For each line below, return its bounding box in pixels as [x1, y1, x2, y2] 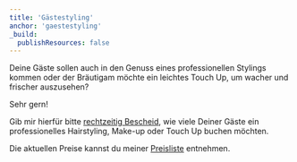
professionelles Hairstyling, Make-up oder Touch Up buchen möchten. [9, 126, 269, 137]
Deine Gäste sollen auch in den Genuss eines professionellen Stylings [9, 63, 267, 73]
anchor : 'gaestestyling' [9, 21, 102, 30]
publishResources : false [17, 38, 110, 47]
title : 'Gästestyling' [9, 13, 94, 22]
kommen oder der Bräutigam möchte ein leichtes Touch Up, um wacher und [9, 72, 289, 83]
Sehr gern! [9, 99, 49, 110]
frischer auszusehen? [9, 81, 89, 92]
